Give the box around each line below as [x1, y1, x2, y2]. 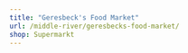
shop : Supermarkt [9, 30, 75, 39]
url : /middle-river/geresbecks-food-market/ [9, 22, 180, 31]
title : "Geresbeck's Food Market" [9, 13, 140, 22]
